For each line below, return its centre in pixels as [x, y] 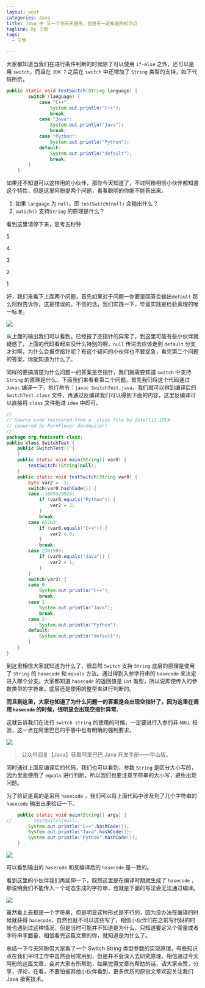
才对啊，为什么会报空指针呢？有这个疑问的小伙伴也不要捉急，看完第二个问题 [103, 352]
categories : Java [28, 18]
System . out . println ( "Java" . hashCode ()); [80, 832]
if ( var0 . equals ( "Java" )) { [75, 557]
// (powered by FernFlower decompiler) [57, 426]
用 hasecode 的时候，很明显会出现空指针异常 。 [64, 709]
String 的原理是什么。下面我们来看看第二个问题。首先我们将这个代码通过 [98, 380]
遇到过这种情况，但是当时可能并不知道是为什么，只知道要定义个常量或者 [108, 928]
